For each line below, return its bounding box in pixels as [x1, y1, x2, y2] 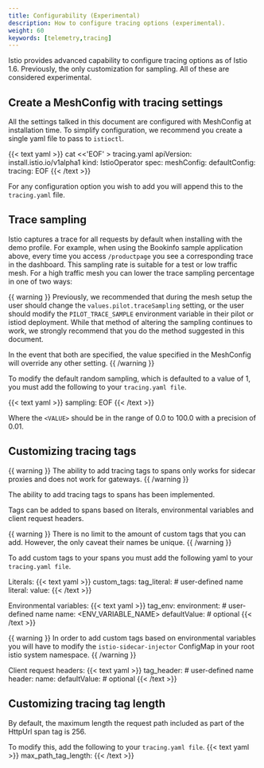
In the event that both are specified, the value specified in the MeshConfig [8, 350, 252, 359]
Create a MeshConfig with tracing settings [8, 96, 223, 109]
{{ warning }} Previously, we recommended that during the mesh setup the [8, 292, 253, 301]
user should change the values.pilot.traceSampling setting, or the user [8, 300, 245, 310]
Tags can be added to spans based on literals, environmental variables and [8, 505, 254, 515]
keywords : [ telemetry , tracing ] [8, 33, 112, 42]
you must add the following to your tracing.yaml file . [8, 382, 187, 391]
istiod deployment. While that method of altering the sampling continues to [8, 317, 253, 327]
